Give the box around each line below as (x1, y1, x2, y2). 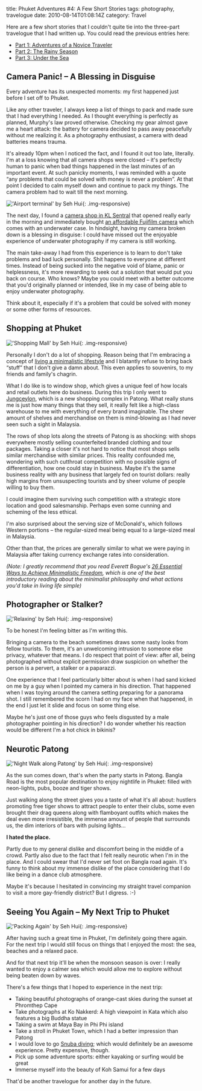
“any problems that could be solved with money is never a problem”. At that (6, 175, 194, 183)
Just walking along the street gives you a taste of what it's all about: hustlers (6, 796, 197, 803)
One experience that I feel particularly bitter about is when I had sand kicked (6, 676, 196, 684)
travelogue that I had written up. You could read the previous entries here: (6, 30, 190, 37)
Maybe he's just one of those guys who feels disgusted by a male (6, 713, 169, 721)
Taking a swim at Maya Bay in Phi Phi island (14, 1021, 124, 1028)
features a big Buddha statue (14, 1015, 87, 1022)
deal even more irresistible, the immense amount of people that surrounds (6, 815, 191, 823)
